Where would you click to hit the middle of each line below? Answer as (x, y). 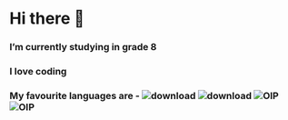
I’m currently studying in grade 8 (83, 47)
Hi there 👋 (47, 19)
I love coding (38, 72)
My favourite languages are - (75, 95)
